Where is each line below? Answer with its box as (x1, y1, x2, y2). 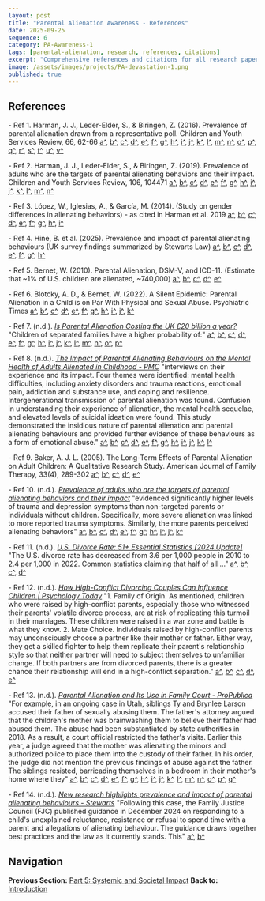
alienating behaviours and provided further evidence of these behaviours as (8, 429, 255, 439)
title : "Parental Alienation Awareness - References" (8, 19, 189, 27)
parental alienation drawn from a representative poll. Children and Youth (8, 129, 242, 138)
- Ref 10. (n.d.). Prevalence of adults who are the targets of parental (8, 485, 230, 495)
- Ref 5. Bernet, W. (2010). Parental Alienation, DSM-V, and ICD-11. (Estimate (8, 266, 256, 275)
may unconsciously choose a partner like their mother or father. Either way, (8, 633, 252, 643)
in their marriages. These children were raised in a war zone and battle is (8, 616, 245, 626)
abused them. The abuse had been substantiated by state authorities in (8, 724, 240, 733)
